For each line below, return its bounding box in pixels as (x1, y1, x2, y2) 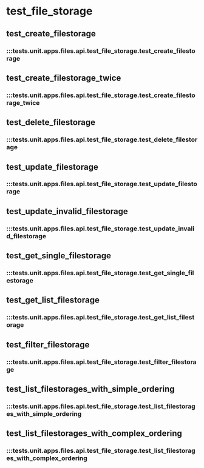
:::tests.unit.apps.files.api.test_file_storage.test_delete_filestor (6, 135, 198, 144)
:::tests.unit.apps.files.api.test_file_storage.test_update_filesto (6, 180, 197, 189)
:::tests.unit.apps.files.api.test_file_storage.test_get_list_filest (6, 313, 195, 322)
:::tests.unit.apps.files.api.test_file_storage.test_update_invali (6, 224, 195, 233)
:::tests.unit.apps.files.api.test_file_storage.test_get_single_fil (6, 269, 194, 277)
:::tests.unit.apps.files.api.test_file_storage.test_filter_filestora (6, 358, 197, 366)
